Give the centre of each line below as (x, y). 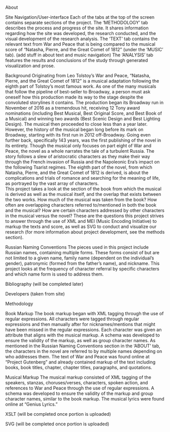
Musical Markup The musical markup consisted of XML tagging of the (78, 377)
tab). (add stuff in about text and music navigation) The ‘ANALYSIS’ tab (79, 55)
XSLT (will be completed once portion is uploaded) (58, 414)
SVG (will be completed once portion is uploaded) (57, 424)
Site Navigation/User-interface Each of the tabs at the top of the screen (80, 17)
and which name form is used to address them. (55, 274)
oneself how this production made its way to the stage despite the (74, 97)
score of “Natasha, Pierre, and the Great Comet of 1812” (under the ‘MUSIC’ (84, 49)
